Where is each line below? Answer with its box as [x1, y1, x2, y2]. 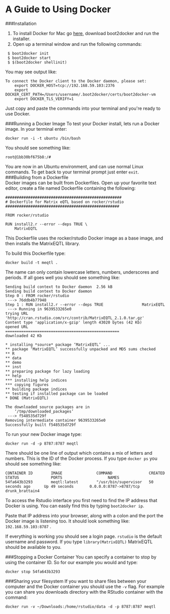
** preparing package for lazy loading [5, 369, 90, 374]
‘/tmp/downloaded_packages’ [14, 408, 74, 414]
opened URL [5, 324, 29, 329]
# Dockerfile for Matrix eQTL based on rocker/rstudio [5, 199, 124, 204]
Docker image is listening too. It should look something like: [5, 518, 130, 524]
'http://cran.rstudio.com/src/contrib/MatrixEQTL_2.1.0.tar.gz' [5, 315, 145, 320]
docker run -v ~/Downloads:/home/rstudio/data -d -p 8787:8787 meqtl [5, 604, 156, 609]
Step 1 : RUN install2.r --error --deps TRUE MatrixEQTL [5, 302, 165, 307]
